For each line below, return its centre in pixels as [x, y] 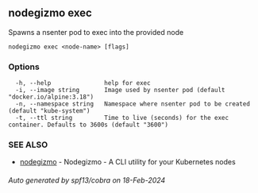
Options [24, 67]
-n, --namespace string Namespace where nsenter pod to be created [133, 104]
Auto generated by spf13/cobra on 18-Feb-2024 [87, 180]
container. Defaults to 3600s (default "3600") [89, 125]
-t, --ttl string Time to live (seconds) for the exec [122, 118]
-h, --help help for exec [83, 83]
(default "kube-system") [49, 111]
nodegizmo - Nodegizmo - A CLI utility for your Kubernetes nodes [127, 162]
